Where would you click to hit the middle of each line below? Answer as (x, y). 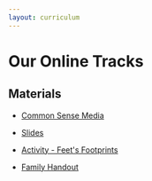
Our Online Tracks (76, 61)
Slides (32, 132)
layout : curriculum (44, 17)
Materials (35, 94)
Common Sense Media (63, 115)
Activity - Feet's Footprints (69, 150)
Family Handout (49, 167)
